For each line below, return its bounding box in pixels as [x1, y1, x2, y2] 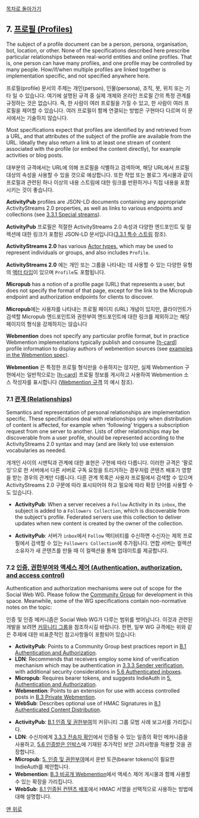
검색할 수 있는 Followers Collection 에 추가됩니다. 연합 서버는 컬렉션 [30, 540, 192, 547]
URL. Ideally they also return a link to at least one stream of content [6, 139, 171, 146]
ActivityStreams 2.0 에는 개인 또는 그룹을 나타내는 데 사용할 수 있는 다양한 [6, 261, 182, 268]
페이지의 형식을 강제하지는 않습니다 [6, 320, 87, 327]
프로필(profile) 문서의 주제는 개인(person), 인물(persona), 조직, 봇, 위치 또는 [6, 84, 184, 91]
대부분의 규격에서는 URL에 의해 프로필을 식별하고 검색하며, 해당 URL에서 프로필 [6, 163, 190, 171]
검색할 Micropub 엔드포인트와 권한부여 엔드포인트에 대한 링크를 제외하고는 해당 [6, 312, 190, 320]
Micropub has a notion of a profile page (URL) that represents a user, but [6, 280, 185, 287]
